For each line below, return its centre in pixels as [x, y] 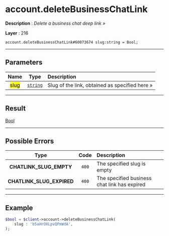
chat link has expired [121, 185]
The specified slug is [121, 164]
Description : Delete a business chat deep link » [55, 23]
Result [16, 109]
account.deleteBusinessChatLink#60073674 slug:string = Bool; [72, 42]
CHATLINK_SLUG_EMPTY [41, 167]
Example [19, 208]
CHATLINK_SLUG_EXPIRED [41, 182]
